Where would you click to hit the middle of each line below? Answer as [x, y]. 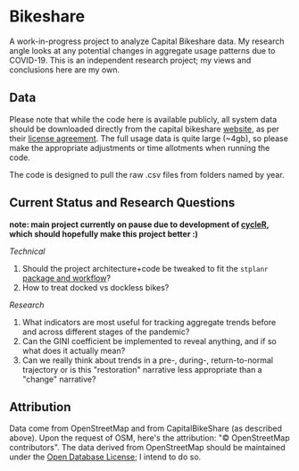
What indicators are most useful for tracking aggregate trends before [149, 322]
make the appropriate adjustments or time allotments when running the [140, 147]
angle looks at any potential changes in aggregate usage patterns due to [142, 50]
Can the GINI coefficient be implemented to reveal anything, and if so [149, 341]
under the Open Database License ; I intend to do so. [105, 457]
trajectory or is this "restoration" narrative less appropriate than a [142, 369]
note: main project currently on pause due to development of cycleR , [139, 224]
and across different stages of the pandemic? [106, 332]
